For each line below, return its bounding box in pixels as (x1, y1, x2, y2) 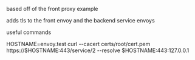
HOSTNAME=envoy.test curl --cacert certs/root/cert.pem (6, 41, 151, 47)
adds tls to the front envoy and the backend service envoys (6, 17, 155, 24)
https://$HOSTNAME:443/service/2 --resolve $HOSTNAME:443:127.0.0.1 (6, 47, 190, 54)
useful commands (6, 28, 52, 36)
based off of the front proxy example (6, 5, 98, 12)
